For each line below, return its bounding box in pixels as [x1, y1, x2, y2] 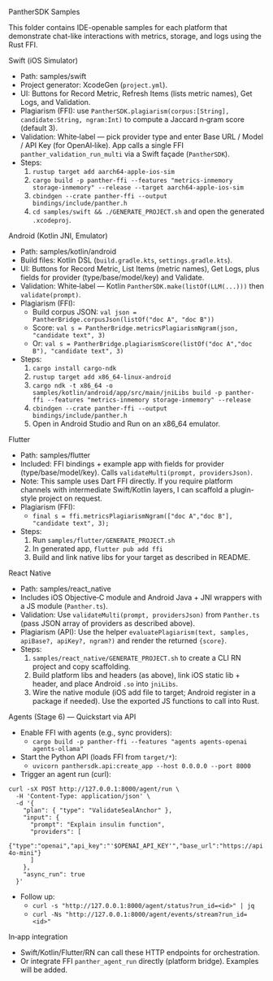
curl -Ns [32, 910, 63, 918]
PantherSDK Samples [8, 7, 80, 16]
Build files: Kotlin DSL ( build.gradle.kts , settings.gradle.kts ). [19, 255, 233, 265]
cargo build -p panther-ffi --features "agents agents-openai [32, 738, 248, 746]
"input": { [23, 814, 60, 822]
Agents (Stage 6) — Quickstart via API [8, 712, 136, 722]
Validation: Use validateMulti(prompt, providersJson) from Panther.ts [19, 610, 260, 619]
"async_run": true [23, 870, 85, 879]
